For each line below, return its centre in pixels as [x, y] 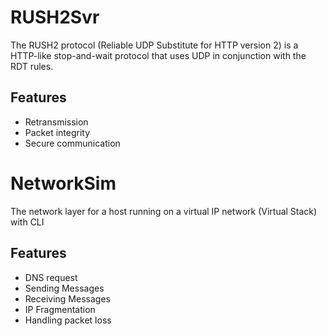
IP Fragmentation [60, 309]
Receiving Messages [67, 298]
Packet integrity [57, 132]
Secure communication [72, 143]
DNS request [51, 277]
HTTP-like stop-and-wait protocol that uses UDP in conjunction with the [158, 55]
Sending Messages [64, 288]
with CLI [27, 222]
